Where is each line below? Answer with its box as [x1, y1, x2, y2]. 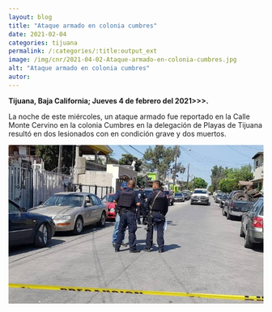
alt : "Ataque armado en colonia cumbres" [8, 65, 151, 73]
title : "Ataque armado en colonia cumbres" [8, 21, 158, 30]
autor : [8, 73, 31, 81]
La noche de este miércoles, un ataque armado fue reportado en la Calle [8, 112, 251, 121]
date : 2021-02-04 [8, 30, 67, 38]
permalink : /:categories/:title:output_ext [8, 47, 158, 56]
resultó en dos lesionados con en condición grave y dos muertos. [8, 129, 227, 138]
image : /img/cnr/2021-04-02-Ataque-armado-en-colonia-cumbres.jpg [8, 56, 237, 64]
